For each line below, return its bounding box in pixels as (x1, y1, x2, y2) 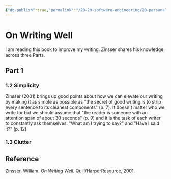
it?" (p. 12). (5, 126, 28, 132)
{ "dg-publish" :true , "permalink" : (5, 7, 76, 13)
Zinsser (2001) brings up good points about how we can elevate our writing (5, 93, 163, 99)
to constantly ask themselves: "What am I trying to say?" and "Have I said (5, 120, 159, 126)
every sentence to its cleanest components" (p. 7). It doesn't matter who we (5, 104, 165, 110)
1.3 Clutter (5, 139, 32, 146)
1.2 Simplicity (5, 82, 40, 89)
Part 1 (5, 66, 24, 75)
